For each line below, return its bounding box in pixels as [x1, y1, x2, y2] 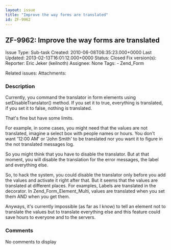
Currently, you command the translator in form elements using [5, 94, 136, 101]
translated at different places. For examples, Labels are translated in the [5, 183, 156, 189]
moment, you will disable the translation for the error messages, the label [5, 157, 159, 163]
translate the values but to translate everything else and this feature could [5, 209, 161, 215]
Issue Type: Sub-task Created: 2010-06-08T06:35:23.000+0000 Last [5, 49, 152, 56]
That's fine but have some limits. [5, 115, 74, 121]
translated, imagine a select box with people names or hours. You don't [5, 131, 155, 137]
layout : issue [5, 7, 36, 13]
